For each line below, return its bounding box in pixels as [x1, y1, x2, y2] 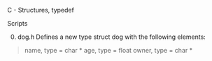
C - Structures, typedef [7, 6, 75, 14]
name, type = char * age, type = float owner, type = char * [24, 46, 193, 54]
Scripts [7, 19, 28, 27]
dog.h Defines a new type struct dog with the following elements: [17, 33, 206, 41]
